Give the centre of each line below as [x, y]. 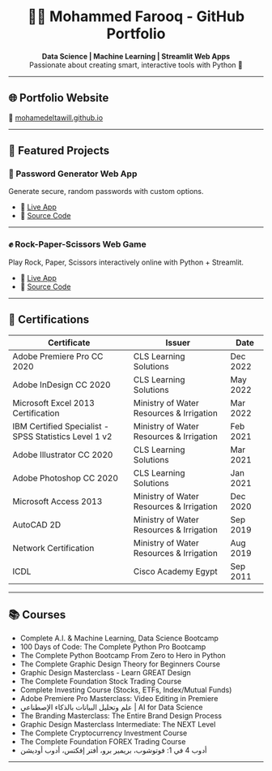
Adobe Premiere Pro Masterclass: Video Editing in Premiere [119, 699]
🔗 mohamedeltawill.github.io [56, 118]
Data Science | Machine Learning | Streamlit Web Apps [136, 56]
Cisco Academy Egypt [176, 571]
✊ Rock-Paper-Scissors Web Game [78, 244]
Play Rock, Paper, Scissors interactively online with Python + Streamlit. [126, 262]
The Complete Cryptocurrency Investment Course [104, 733]
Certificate [69, 342]
